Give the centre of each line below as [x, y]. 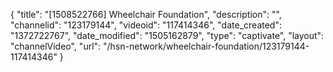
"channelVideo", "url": [56, 46]
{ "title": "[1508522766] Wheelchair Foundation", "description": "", [146, 14]
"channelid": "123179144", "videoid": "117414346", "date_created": [146, 25]
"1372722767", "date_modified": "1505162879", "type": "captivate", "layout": [167, 35]
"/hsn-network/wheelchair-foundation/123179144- [206, 46]
